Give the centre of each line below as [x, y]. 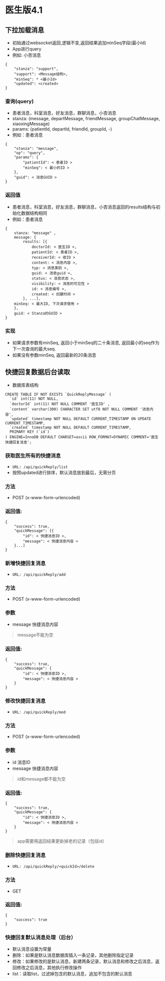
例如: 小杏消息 [26, 55]
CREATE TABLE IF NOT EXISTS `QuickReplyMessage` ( [58, 394]
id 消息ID [21, 762]
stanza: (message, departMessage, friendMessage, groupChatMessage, [86, 119]
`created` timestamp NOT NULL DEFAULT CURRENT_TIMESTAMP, [71, 427]
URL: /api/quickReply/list [40, 467]
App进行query [27, 49]
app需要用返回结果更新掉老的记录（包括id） [62, 841]
